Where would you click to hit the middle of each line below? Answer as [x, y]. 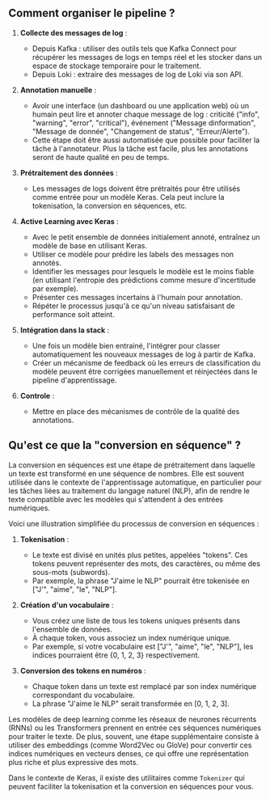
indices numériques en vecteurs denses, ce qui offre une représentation [129, 753]
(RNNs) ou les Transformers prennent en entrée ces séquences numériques [135, 728]
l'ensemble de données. [72, 629]
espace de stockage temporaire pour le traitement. [117, 66]
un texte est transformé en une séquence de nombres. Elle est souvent [127, 473]
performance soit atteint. [73, 314]
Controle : [37, 395]
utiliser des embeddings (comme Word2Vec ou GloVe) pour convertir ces [130, 745]
